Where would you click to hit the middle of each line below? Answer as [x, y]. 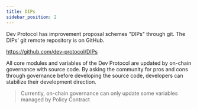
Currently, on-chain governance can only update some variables [99, 93]
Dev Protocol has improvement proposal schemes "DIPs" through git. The [96, 34]
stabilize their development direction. [51, 82]
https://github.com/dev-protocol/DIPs [52, 51]
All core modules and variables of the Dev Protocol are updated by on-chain [99, 63]
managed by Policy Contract [55, 99]
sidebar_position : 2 [32, 17]
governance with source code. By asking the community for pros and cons [97, 69]
